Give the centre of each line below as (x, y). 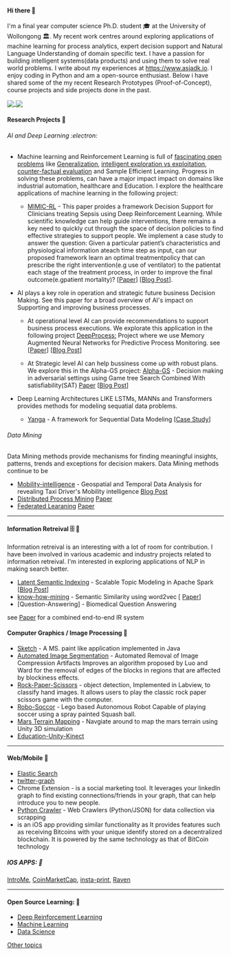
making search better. (38, 569)
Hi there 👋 (21, 10)
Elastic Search (37, 773)
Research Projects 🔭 (37, 119)
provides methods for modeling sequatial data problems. (97, 406)
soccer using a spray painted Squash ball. (76, 714)
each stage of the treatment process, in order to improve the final (120, 272)
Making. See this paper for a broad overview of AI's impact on (105, 301)
